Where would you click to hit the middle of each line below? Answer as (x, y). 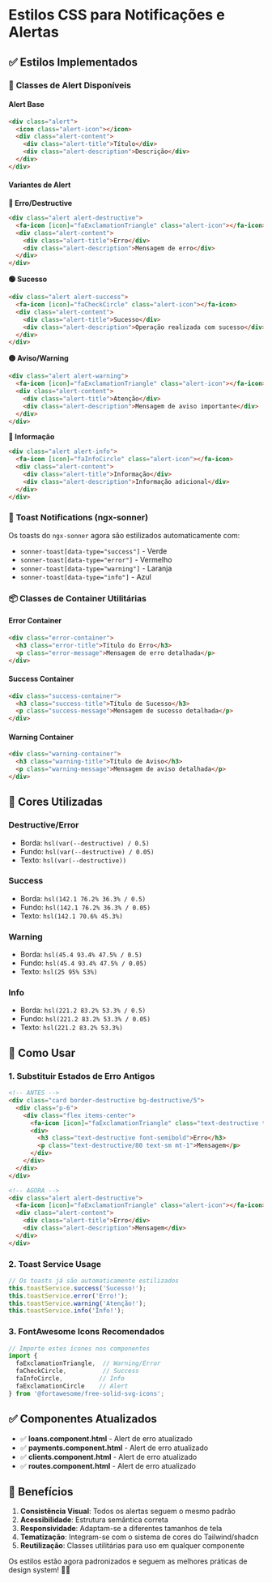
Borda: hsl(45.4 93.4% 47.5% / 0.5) (81, 955)
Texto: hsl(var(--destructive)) (73, 860)
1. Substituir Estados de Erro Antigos (82, 1076)
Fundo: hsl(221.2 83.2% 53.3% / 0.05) (85, 1019)
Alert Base (26, 105)
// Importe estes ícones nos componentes (79, 1348)
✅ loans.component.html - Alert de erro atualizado (106, 1438)
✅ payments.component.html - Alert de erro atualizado (114, 1448)
